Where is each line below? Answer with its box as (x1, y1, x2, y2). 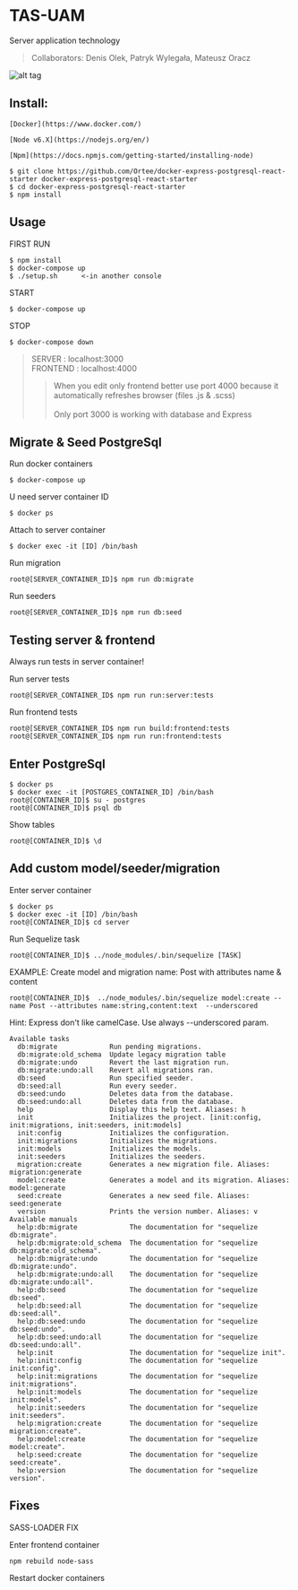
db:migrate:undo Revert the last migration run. (17, 1057, 230, 1067)
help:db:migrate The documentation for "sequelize (17, 1222, 258, 1231)
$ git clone (9, 167, 54, 176)
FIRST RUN (9, 239, 51, 249)
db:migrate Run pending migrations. (17, 1042, 202, 1051)
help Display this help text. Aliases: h (17, 1105, 246, 1114)
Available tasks (9, 1034, 70, 1043)
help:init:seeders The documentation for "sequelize (17, 1403, 258, 1412)
